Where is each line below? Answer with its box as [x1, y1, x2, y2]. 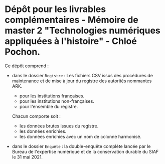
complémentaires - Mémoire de [5, 14, 138, 26]
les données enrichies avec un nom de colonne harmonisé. [19, 133, 141, 139]
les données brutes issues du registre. [19, 123, 99, 129]
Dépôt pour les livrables [5, 4, 106, 15]
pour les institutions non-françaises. [19, 98, 95, 104]
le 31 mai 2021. [12, 154, 43, 160]
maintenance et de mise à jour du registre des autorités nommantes [12, 78, 152, 84]
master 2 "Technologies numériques [5, 25, 161, 36]
